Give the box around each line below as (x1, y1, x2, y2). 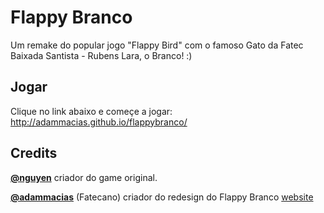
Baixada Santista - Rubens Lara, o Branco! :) (10, 49, 193, 61)
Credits (10, 145, 58, 162)
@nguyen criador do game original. (10, 171, 158, 183)
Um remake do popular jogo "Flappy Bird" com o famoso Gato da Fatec (10, 39, 304, 51)
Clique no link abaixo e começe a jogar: (10, 105, 173, 117)
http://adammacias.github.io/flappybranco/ (10, 116, 188, 128)
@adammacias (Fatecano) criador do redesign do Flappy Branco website (10, 191, 314, 203)
